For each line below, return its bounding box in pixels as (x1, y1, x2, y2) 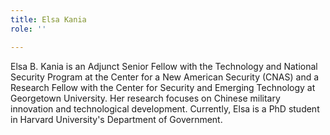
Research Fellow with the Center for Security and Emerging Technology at (10, 81, 316, 93)
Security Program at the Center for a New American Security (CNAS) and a (10, 71, 320, 83)
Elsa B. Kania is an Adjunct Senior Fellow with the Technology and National (10, 60, 318, 72)
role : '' (10, 24, 47, 34)
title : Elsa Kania (10, 14, 87, 25)
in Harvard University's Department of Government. (10, 113, 223, 125)
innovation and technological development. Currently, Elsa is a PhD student (10, 102, 320, 115)
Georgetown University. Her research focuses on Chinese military (10, 92, 281, 104)
